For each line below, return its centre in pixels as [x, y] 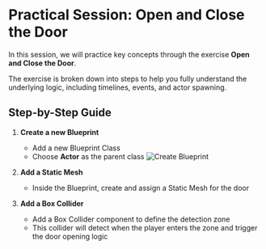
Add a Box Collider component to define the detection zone [131, 219]
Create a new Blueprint [59, 132]
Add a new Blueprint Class [76, 148]
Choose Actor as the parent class [88, 156]
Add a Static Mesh [51, 172]
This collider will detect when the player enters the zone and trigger [145, 227]
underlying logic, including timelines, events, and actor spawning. [118, 87]
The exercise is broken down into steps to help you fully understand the [128, 78]
